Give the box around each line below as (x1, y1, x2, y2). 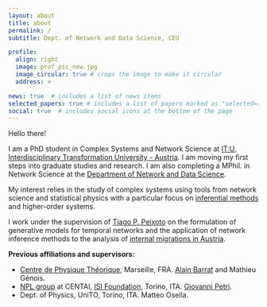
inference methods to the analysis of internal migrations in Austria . (8, 234, 226, 243)
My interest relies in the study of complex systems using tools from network (8, 185, 257, 195)
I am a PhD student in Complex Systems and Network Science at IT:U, (8, 144, 237, 153)
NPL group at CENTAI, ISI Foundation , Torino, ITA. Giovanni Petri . (19, 282, 232, 291)
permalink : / (8, 26, 52, 34)
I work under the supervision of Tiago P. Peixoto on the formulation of (8, 217, 237, 227)
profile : (8, 49, 37, 56)
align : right (15, 56, 59, 64)
